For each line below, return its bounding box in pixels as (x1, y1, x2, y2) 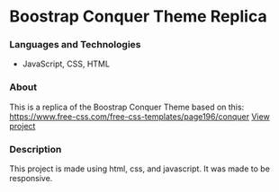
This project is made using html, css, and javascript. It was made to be (9, 163, 270, 174)
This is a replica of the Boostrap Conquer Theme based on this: (9, 101, 245, 112)
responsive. (9, 173, 53, 184)
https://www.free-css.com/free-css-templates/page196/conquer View (9, 110, 270, 122)
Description (9, 143, 62, 155)
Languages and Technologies (9, 39, 141, 51)
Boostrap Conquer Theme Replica (9, 6, 267, 27)
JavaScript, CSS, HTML (22, 58, 111, 69)
